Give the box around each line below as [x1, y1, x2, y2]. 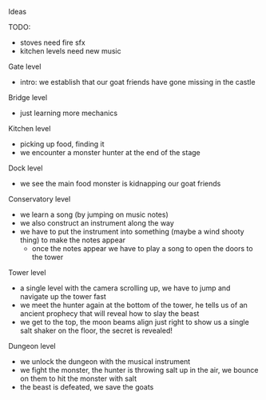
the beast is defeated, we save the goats [19, 382, 154, 391]
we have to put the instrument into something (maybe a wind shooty [19, 227, 245, 236]
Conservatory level [8, 194, 71, 203]
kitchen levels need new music [19, 46, 121, 55]
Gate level [8, 62, 42, 71]
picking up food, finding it [19, 139, 105, 149]
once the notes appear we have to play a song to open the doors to [31, 244, 253, 253]
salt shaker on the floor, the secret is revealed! [19, 326, 173, 335]
